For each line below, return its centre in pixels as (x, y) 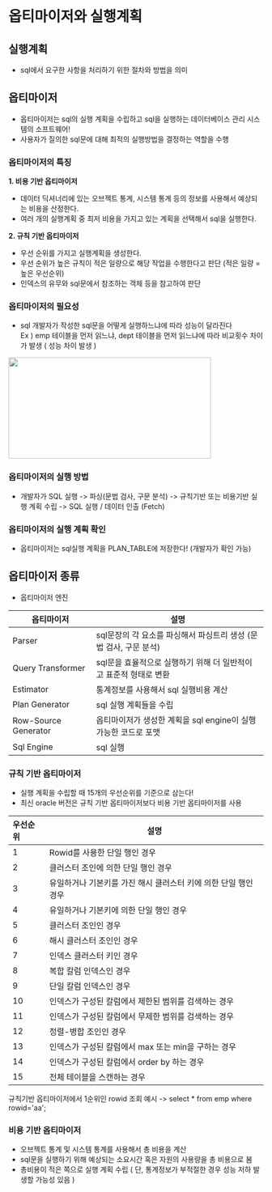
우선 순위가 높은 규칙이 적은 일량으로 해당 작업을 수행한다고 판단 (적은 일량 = (140, 263)
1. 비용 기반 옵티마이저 (43, 181)
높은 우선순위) (42, 274)
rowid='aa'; (28, 1108)
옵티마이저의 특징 (40, 162)
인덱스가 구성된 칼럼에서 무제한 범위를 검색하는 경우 (142, 1016)
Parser (25, 640)
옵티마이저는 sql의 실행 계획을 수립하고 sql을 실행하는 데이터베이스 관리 (132, 119)
